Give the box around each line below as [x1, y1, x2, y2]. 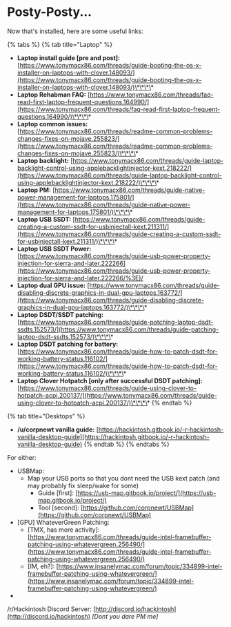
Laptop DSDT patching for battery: [17, 340, 119, 348]
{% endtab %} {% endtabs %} [83, 440, 170, 448]
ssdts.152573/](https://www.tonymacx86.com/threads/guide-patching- [17, 325, 219, 334]
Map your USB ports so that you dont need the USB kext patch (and [27, 474, 220, 482]
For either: [7, 453, 37, 461]
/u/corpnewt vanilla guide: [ [17, 425, 99, 434]
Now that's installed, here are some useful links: [7, 27, 143, 35]
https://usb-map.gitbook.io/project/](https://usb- [77, 488, 217, 497]
